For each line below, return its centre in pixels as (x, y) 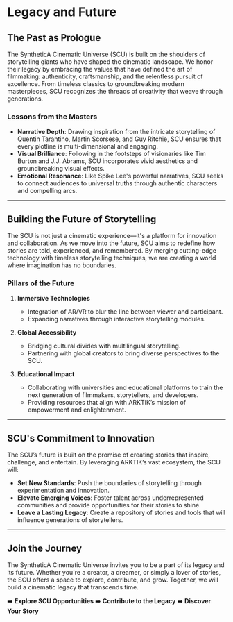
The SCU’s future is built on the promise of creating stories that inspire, (109, 455)
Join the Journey (44, 548)
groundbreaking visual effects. (61, 169)
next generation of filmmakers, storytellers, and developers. (113, 395)
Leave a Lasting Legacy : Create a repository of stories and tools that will (121, 513)
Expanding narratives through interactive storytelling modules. (116, 319)
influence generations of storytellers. (70, 520)
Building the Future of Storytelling (82, 219)
